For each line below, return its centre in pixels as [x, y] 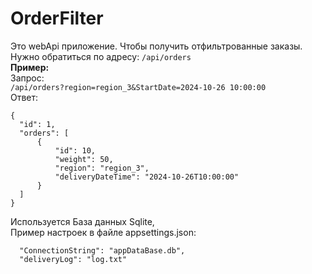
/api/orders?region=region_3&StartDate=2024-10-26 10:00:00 [138, 87]
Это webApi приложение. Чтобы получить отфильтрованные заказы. [156, 46]
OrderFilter [57, 18]
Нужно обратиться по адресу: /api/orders [101, 56]
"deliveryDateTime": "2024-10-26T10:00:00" [147, 177]
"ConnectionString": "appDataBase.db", [102, 250]
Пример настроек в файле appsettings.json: [103, 232]
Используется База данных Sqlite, [82, 221]
